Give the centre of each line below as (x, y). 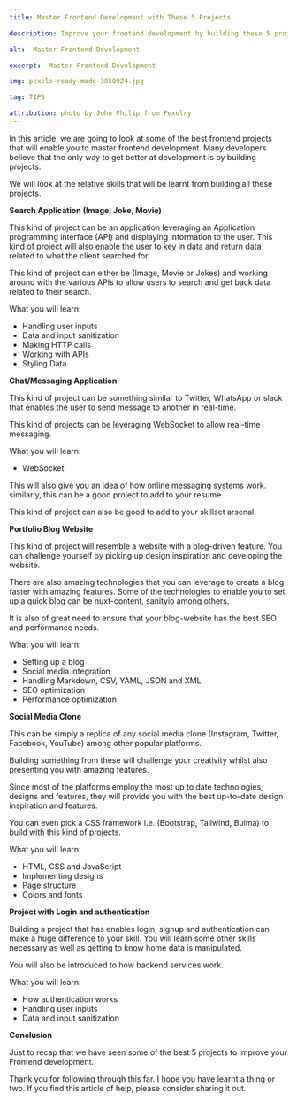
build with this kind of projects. (65, 832)
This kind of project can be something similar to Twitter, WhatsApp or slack (146, 397)
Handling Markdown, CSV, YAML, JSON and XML (111, 680)
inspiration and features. (53, 805)
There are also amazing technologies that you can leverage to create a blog (147, 582)
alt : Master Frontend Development (75, 50)
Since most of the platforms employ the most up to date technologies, (136, 786)
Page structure (49, 885)
